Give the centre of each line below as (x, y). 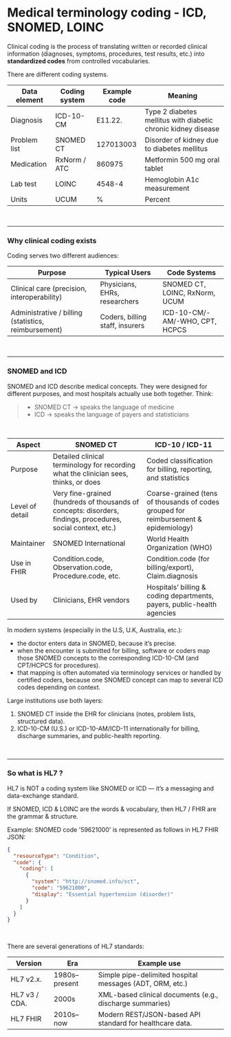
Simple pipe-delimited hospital (148, 975)
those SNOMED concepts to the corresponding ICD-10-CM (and (108, 658)
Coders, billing (123, 317)
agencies (162, 613)
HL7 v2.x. (26, 979)
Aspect (28, 444)
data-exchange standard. (43, 795)
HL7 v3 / (25, 995)
